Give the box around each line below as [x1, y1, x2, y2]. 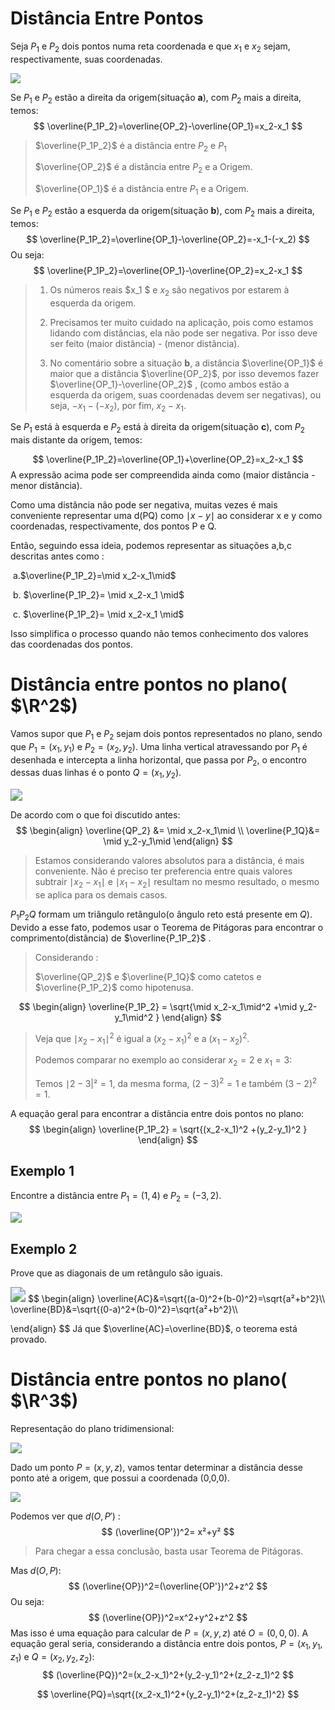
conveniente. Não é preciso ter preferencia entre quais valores [34, 865, 293, 877]
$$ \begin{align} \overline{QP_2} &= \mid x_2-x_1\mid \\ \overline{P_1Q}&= [15, 825, 321, 837]
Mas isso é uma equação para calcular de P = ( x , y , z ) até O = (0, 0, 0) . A [10, 1627, 309, 1639]
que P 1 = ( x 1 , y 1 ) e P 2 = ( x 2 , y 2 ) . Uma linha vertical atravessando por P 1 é [10, 740, 308, 755]
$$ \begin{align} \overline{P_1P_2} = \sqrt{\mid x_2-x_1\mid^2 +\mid [18, 1001, 298, 1013]
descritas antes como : [10, 550, 105, 562]
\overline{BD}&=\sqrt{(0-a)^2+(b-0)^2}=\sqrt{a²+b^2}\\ [10, 1303, 238, 1315]
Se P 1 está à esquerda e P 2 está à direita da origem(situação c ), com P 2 [10, 421, 305, 436]
